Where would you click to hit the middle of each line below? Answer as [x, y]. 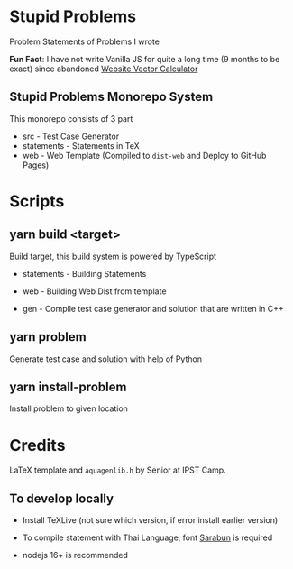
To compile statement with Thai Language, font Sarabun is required [147, 537]
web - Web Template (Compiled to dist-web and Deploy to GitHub [144, 155]
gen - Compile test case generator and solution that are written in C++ [153, 308]
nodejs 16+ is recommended [75, 555]
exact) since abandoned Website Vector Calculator [104, 69]
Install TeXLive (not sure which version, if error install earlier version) [150, 520]
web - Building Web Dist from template [94, 291]
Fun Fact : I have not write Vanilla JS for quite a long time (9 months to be [145, 59]
